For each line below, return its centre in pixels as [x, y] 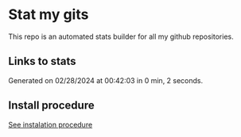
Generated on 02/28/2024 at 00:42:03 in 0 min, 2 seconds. [106, 80]
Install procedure [51, 106]
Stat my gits [49, 15]
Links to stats [42, 61]
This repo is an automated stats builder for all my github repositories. [121, 36]
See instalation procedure [51, 124]
